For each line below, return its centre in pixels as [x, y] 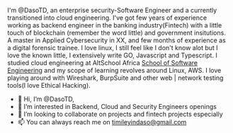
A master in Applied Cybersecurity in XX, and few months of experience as [117, 40]
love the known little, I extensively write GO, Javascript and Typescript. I [112, 55]
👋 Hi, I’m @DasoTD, [46, 99]
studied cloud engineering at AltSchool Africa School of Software [103, 63]
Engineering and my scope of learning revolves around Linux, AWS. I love [114, 70]
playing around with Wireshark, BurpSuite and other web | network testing [115, 78]
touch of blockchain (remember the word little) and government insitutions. [117, 33]
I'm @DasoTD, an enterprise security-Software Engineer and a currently [112, 10]
